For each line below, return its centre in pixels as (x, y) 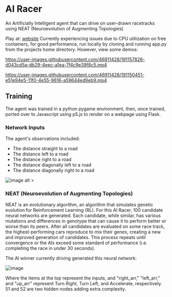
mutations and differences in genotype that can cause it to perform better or (86, 221)
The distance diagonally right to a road (53, 170)
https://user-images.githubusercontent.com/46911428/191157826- (75, 59)
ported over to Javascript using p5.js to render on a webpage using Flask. (83, 114)
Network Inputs (25, 127)
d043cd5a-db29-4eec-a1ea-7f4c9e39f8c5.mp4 (56, 65)
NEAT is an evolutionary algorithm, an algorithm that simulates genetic (79, 205)
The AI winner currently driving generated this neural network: (71, 258)
